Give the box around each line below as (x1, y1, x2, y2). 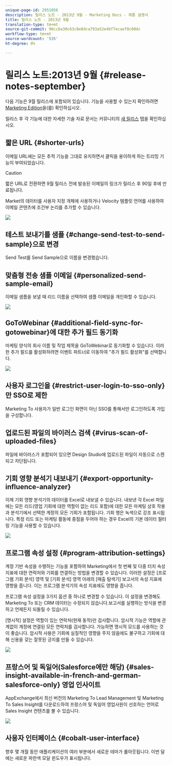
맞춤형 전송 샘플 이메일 (5, 271, 73, 280)
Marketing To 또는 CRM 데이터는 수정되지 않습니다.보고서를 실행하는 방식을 (5, 600, 157, 606)
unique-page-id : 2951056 (5, 7, 58, 13)
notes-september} (5, 80, 86, 92)
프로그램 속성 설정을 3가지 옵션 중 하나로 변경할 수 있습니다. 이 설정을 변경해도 (5, 593, 161, 599)
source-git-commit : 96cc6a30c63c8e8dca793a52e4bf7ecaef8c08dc (5, 27, 141, 32)
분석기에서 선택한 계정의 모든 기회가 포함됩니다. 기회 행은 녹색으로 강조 (10, 509, 152, 516)
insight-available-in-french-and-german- (5, 671, 141, 680)
